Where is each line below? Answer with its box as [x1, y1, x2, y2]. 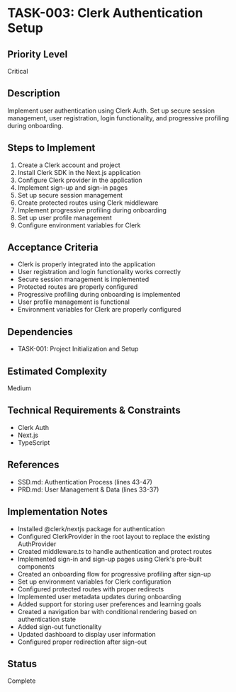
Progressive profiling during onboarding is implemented [17, 290, 181, 299]
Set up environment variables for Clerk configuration [17, 577, 172, 586]
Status [7, 657, 38, 670]
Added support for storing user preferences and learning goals [17, 600, 202, 608]
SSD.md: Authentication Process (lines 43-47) [17, 477, 152, 486]
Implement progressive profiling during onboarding [17, 205, 167, 214]
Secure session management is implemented [17, 275, 150, 284]
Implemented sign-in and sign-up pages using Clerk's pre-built [17, 555, 202, 563]
